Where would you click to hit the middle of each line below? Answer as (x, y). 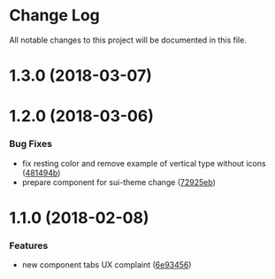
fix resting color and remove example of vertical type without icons (144, 163)
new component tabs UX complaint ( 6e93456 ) (107, 265)
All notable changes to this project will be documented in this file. (128, 40)
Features (29, 245)
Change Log (54, 15)
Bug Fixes (31, 144)
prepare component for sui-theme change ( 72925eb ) (119, 182)
